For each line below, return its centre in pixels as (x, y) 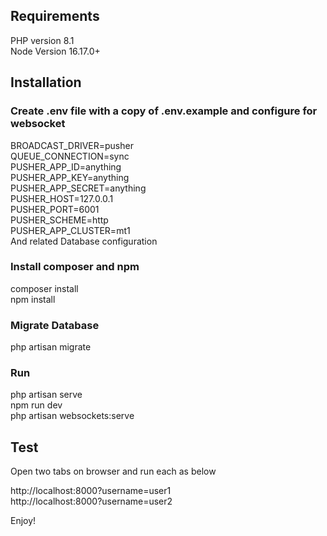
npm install (33, 299)
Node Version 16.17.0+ (55, 51)
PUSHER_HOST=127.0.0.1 (62, 198)
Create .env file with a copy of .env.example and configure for (164, 111)
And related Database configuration (84, 241)
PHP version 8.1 (42, 40)
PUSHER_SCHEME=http (59, 220)
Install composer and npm (75, 267)
